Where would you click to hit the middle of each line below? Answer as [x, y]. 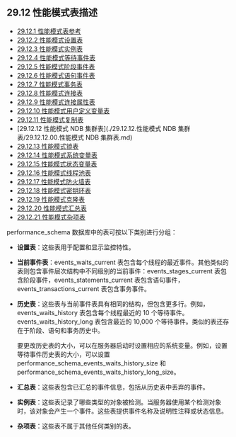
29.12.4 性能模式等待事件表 [56, 57]
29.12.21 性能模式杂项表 [51, 217]
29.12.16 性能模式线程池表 [54, 173]
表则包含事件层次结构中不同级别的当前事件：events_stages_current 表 [119, 271]
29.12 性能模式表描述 [52, 13]
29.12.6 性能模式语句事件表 [56, 75]
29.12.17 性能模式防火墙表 [54, 181]
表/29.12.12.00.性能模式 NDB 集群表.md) [75, 137]
